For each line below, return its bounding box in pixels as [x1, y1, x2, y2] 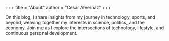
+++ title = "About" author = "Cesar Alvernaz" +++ [5, 5, 111, 10]
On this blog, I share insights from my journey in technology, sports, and [5, 14, 156, 20]
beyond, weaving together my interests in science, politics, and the [5, 20, 145, 25]
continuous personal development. [5, 30, 78, 36]
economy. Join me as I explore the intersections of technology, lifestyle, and [5, 25, 164, 31]
